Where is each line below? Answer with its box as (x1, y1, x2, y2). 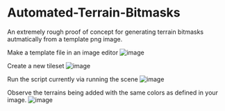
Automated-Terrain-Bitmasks (7, 5, 181, 21)
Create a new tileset (7, 61, 65, 70)
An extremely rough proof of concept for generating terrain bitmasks (7, 28, 203, 36)
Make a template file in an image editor (7, 48, 119, 57)
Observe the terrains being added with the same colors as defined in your (7, 88, 219, 97)
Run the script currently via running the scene (7, 74, 139, 83)
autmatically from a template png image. (7, 34, 123, 43)
